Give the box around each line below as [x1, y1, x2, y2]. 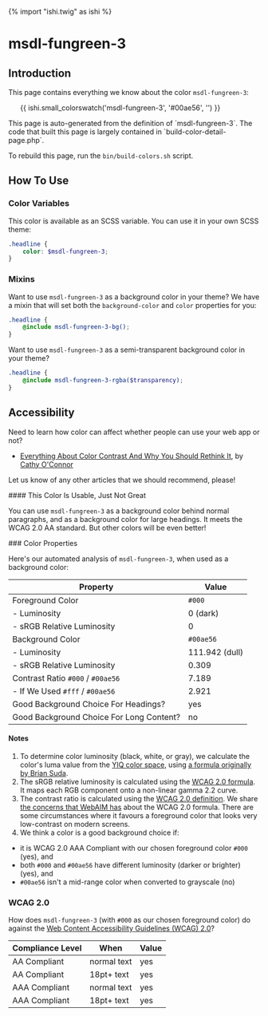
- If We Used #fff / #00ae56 [12, 686, 116, 697]
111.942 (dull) [187, 646, 244, 658]
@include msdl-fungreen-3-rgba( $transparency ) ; [22, 377, 183, 385]
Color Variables [8, 198, 70, 209]
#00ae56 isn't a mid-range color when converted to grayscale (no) [19, 877, 235, 887]
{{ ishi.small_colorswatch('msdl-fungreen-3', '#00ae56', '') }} [19, 103, 221, 113]
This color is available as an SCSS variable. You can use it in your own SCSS [8, 215, 259, 226]
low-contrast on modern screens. [19, 819, 130, 828]
